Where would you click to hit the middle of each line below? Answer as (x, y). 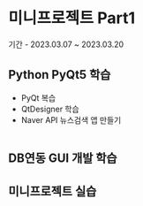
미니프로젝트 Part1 (72, 18)
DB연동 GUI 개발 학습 (63, 159)
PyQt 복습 (38, 97)
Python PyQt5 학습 (60, 75)
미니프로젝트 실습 (53, 191)
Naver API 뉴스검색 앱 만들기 (71, 119)
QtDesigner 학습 (50, 109)
